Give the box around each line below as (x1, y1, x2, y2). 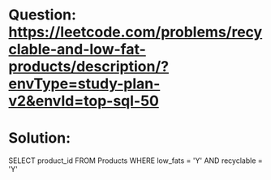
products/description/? (8, 58, 169, 76)
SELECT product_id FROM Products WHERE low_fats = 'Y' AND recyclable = (8, 156, 263, 165)
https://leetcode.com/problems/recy (8, 23, 263, 41)
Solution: (8, 129, 71, 148)
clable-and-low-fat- (8, 41, 146, 58)
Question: (8, 6, 77, 24)
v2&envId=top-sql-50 (8, 92, 160, 110)
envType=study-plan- (8, 75, 161, 93)
